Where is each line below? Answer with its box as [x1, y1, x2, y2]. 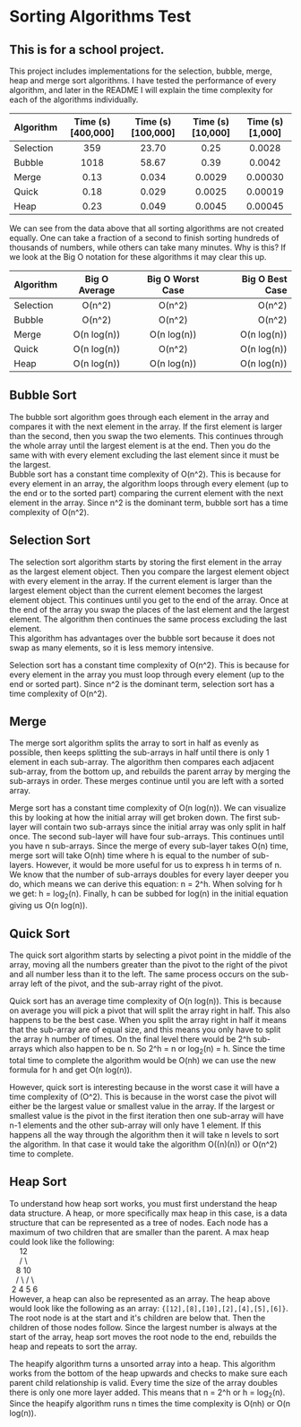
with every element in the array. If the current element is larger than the [9, 575, 273, 586]
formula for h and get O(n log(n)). [9, 1064, 133, 1075]
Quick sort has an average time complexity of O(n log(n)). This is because [9, 996, 282, 1007]
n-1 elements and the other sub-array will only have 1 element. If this [9, 1120, 262, 1130]
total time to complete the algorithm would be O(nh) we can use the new [9, 1054, 276, 1065]
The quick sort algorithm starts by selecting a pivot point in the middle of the [9, 950, 292, 960]
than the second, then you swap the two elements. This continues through [9, 430, 284, 441]
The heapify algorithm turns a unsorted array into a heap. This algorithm [9, 1358, 276, 1369]
